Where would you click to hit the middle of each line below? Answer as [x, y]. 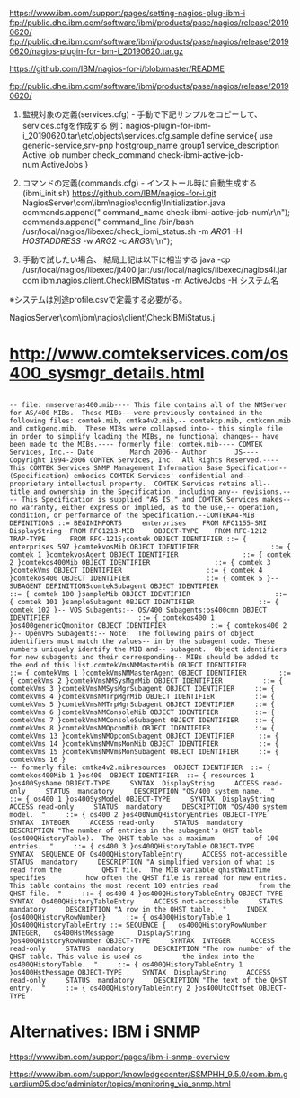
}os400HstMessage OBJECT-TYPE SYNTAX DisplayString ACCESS [140, 972]
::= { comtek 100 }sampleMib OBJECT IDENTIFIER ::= [148, 594]
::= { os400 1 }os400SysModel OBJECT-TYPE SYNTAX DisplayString [142, 799]
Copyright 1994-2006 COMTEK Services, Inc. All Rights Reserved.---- [144, 460]
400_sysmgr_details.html [107, 373]
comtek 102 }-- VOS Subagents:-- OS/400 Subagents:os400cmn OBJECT [138, 610]
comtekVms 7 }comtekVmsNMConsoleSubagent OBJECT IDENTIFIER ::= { [142, 720]
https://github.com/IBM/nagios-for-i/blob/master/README [117, 68]
